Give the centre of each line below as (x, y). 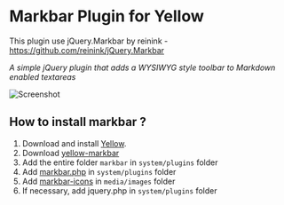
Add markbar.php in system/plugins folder (99, 171)
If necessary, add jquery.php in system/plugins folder (119, 190)
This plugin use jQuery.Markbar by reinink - (89, 41)
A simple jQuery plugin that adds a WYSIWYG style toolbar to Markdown (142, 67)
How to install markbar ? (78, 122)
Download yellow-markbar (71, 153)
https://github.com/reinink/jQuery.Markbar (87, 50)
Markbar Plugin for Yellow (106, 16)
